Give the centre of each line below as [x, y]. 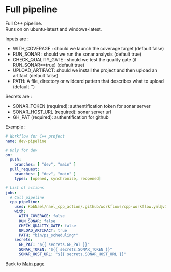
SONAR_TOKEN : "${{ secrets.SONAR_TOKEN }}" [66, 250]
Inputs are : [17, 39]
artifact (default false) [35, 75]
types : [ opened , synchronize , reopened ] [58, 179]
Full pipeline [31, 9]
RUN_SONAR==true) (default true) [49, 65]
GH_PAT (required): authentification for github [61, 117]
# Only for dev [21, 150]
